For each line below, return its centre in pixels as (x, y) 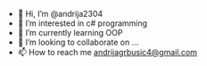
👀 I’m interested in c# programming (83, 23)
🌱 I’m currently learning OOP (70, 33)
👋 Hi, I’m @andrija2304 (60, 14)
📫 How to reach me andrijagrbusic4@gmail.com (108, 52)
